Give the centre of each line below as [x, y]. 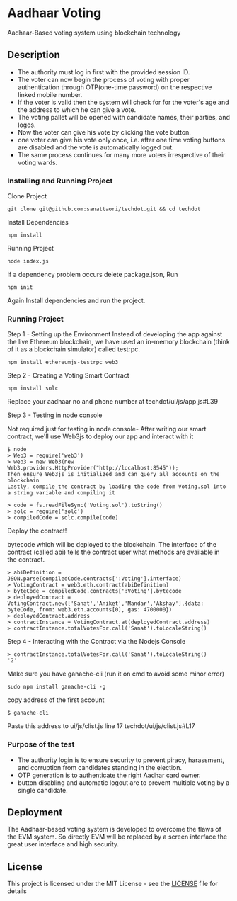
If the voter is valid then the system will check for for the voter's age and [123, 102]
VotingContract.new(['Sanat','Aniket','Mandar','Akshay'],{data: [105, 603]
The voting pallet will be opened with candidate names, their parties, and [123, 117]
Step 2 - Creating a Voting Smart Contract [68, 375]
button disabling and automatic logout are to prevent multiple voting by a [123, 782]
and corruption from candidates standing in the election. [100, 767]
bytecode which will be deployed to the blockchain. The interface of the [112, 545]
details [17, 891]
